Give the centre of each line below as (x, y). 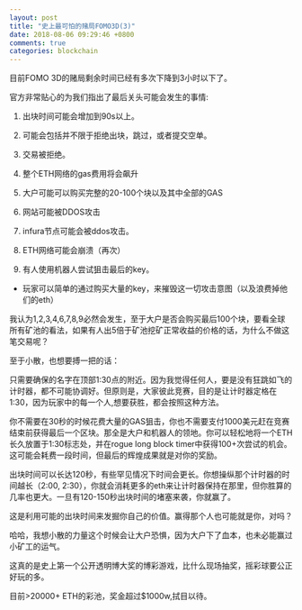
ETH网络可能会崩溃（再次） (74, 250)
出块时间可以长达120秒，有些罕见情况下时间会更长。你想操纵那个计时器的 (146, 475)
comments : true (38, 43)
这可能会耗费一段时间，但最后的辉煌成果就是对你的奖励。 (115, 455)
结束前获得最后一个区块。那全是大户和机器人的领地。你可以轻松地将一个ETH (151, 432)
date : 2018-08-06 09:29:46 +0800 (72, 34)
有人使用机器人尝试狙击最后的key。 (88, 269)
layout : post (34, 18)
